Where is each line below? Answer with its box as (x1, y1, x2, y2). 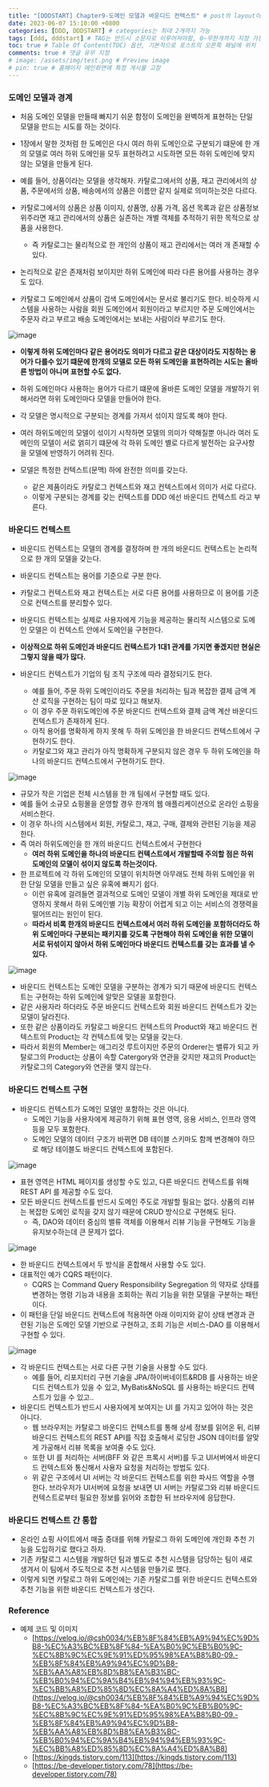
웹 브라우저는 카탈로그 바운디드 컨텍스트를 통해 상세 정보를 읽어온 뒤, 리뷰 (31, 1422, 261, 1432)
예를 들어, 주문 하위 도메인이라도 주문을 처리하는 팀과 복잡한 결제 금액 (31, 687, 248, 696)
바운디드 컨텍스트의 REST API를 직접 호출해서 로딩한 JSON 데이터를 (31, 1432, 245, 1442)
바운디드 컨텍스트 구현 (8, 1084, 88, 1096)
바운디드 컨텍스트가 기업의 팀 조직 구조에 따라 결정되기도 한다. (19, 669, 213, 679)
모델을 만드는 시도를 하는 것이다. (19, 122, 121, 132)
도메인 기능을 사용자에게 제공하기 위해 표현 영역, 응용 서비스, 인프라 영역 (31, 1114, 256, 1124)
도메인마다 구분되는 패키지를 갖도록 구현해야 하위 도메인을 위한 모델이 (39, 930, 254, 939)
